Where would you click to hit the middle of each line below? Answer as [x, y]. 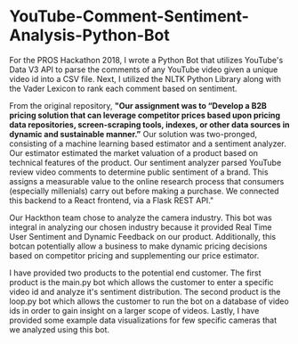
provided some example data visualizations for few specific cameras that [143, 320]
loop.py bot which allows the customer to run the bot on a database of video [149, 301]
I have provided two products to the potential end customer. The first [135, 273]
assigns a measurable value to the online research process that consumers [147, 181]
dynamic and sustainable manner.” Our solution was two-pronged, [133, 134]
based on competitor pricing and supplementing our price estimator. [134, 255]
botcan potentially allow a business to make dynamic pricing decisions [138, 246]
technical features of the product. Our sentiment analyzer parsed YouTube [145, 162]
